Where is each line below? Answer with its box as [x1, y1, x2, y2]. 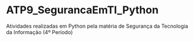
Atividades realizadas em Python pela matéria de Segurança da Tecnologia [6, 23, 189, 29]
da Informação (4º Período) [6, 28, 73, 35]
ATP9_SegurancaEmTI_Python [6, 3, 159, 17]
